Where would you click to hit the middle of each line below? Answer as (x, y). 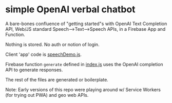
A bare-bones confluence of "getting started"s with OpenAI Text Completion (86, 24)
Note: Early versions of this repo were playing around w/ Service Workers (83, 89)
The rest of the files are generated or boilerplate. (57, 79)
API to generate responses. (34, 70)
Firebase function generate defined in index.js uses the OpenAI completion (84, 64)
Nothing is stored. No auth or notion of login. (52, 44)
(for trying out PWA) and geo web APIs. (47, 95)
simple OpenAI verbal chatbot (70, 9)
